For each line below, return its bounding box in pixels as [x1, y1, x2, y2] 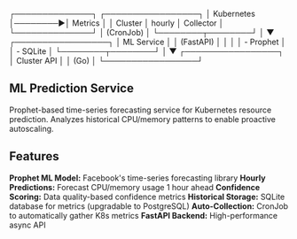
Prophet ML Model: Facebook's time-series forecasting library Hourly [9, 173, 266, 183]
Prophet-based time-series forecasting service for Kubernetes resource [9, 104, 272, 115]
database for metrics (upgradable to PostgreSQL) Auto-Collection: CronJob [9, 200, 289, 212]
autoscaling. [9, 123, 55, 134]
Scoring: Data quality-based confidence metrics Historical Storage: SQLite [9, 191, 285, 202]
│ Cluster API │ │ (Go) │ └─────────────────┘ [9, 56, 204, 66]
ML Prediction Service [9, 81, 135, 96]
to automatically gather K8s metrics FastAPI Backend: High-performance [9, 210, 278, 220]
